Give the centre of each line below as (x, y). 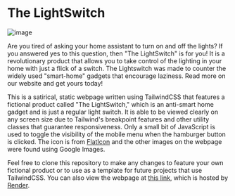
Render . (19, 185)
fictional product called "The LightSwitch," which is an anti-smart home (111, 104)
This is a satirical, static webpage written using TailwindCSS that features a (116, 97)
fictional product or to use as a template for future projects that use (105, 170)
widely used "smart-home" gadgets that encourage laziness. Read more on (117, 76)
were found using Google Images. (56, 149)
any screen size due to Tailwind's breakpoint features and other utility (108, 119)
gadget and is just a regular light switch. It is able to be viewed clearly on (113, 112)
